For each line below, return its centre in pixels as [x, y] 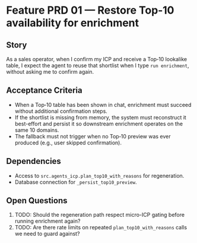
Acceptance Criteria [44, 91]
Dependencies [34, 161]
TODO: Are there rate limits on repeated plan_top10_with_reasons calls [101, 228]
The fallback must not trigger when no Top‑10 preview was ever [93, 136]
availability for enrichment [73, 23]
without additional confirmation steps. [61, 111]
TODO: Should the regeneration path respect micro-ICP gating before [100, 215]
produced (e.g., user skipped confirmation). [68, 143]
